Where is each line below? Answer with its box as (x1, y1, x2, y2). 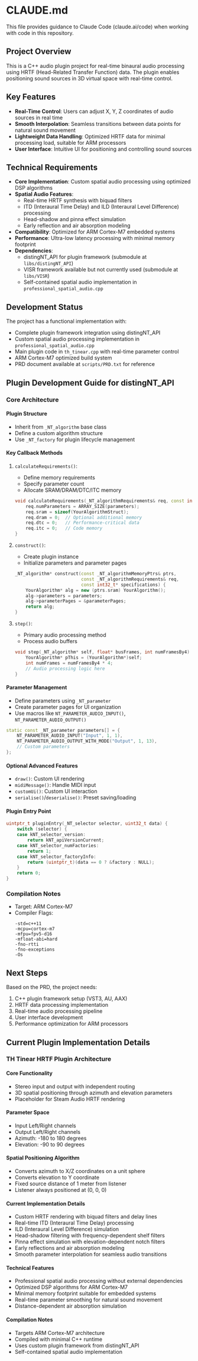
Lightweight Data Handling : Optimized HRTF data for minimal (14, 132, 165, 140)
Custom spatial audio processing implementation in (14, 335, 140, 343)
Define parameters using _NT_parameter (14, 697, 111, 704)
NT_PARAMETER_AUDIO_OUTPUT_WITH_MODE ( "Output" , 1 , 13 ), (17, 738, 158, 744)
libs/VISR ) (23, 273, 50, 280)
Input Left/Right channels (14, 1122, 77, 1129)
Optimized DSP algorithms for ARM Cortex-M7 (14, 1284, 128, 1291)
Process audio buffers (23, 638, 78, 645)
